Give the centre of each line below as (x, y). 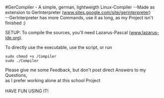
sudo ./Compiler (22, 61)
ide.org (12, 38)
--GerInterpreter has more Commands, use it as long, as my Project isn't (79, 18)
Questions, (16, 75)
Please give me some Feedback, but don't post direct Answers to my (76, 70)
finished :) (15, 23)
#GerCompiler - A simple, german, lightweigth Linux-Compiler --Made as (80, 7)
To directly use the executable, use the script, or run (59, 47)
